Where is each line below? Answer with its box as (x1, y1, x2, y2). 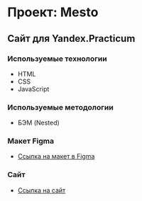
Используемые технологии (7, 54, 108, 64)
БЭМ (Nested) (17, 118, 60, 127)
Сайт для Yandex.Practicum (7, 33, 136, 45)
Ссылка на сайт (17, 185, 66, 195)
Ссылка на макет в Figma (17, 152, 95, 161)
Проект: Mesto (7, 4, 99, 21)
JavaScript (17, 84, 50, 93)
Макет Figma (7, 136, 55, 146)
